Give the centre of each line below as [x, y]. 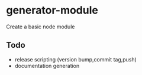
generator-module [52, 10]
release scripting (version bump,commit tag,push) [76, 59]
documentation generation [47, 66]
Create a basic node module [41, 27]
